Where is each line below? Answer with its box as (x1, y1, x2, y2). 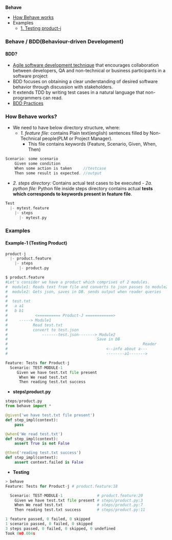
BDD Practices (12, 100, 44, 107)
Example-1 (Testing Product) (5, 239, 68, 246)
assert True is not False (14, 441, 70, 446)
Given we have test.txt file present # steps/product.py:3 (14, 497, 143, 503)
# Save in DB (5, 337, 120, 342)
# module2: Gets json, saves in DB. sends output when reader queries (5, 289, 161, 294)
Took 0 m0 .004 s (5, 531, 36, 536)
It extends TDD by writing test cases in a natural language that (12, 89, 144, 95)
